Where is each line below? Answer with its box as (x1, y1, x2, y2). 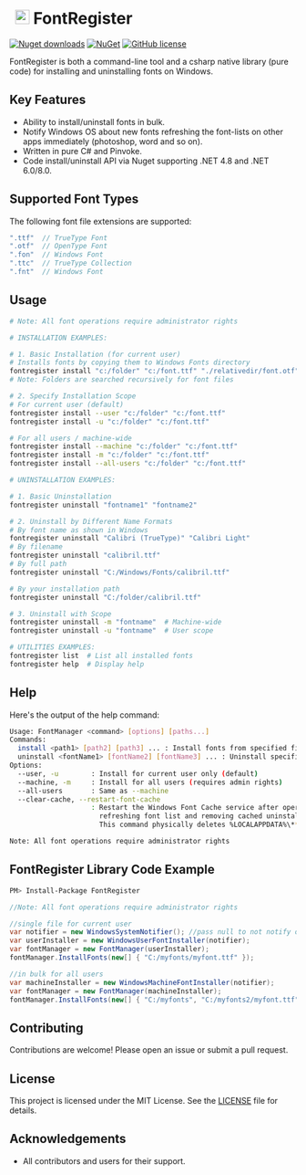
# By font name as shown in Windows (9, 525, 148, 535)
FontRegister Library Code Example (9, 862, 216, 877)
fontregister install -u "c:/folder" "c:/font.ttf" (9, 417, 209, 426)
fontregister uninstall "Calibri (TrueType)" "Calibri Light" (9, 534, 250, 543)
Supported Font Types (9, 192, 139, 207)
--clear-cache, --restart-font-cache (17, 794, 161, 804)
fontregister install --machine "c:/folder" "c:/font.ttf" (9, 442, 239, 451)
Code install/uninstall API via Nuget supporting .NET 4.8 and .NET (22, 155, 270, 166)
